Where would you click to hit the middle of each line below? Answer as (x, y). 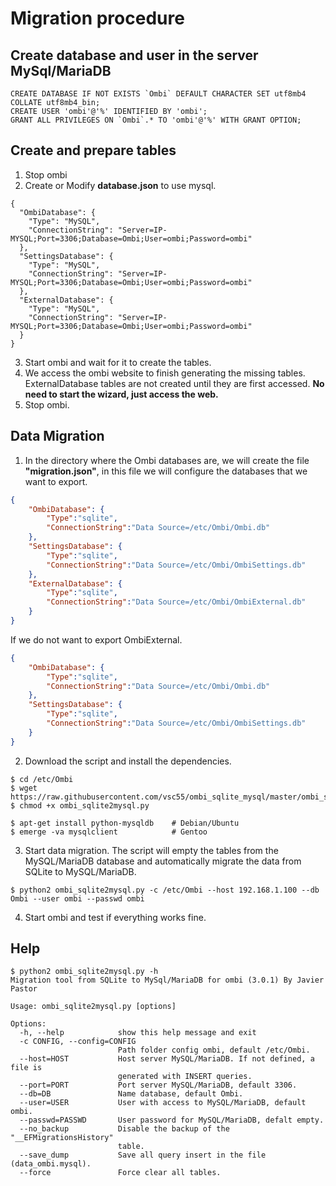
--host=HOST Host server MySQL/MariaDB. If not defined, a (167, 1059)
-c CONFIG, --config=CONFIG (78, 1042)
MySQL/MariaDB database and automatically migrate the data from (163, 861)
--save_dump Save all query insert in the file (143, 1155)
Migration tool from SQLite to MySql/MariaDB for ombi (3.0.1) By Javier (167, 980)
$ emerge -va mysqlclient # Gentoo (109, 832)
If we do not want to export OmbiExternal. (96, 639)
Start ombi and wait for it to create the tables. (118, 362)
